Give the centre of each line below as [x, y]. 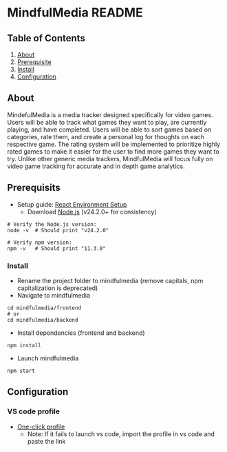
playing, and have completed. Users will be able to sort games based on [109, 130]
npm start [21, 371]
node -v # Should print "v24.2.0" [58, 230]
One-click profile [41, 427]
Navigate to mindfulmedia [54, 295]
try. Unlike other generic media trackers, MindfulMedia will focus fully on [110, 158]
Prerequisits [34, 188]
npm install [24, 345]
